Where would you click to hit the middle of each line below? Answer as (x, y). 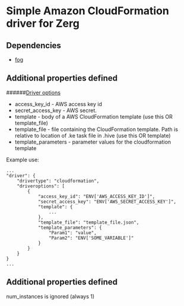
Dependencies (34, 45)
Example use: (23, 160)
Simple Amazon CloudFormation (88, 11)
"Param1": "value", (72, 232)
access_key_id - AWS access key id (58, 104)
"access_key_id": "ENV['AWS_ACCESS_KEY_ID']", (96, 196)
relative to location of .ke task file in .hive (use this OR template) (93, 135)
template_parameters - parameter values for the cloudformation (93, 142)
